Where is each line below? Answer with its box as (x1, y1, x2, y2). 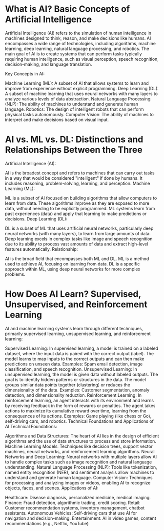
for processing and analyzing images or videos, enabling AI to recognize (5, 480, 151, 485)
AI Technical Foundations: (5, 423, 57, 429)
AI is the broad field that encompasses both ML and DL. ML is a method (5, 256, 149, 262)
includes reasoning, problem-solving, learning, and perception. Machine (5, 180, 150, 186)
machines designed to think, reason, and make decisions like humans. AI (5, 35, 151, 41)
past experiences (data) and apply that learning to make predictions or (5, 211, 147, 217)
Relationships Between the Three (5, 145, 143, 155)
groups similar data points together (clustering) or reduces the (5, 382, 130, 387)
